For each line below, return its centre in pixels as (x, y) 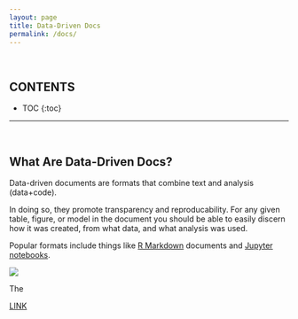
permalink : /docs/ (43, 34)
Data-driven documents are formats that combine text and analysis (132, 183)
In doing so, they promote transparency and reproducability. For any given (145, 210)
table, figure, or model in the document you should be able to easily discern (147, 219)
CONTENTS (42, 86)
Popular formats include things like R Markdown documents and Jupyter (141, 245)
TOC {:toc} (42, 108)
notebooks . (30, 255)
